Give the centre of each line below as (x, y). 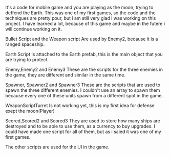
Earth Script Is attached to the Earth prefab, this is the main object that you (84, 54)
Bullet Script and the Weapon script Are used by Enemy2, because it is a (82, 39)
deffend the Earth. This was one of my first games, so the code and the (80, 13)
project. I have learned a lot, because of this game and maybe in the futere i (85, 23)
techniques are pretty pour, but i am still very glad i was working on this (81, 18)
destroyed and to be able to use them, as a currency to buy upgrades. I (80, 126)
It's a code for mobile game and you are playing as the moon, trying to (79, 7)
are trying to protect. (27, 60)
